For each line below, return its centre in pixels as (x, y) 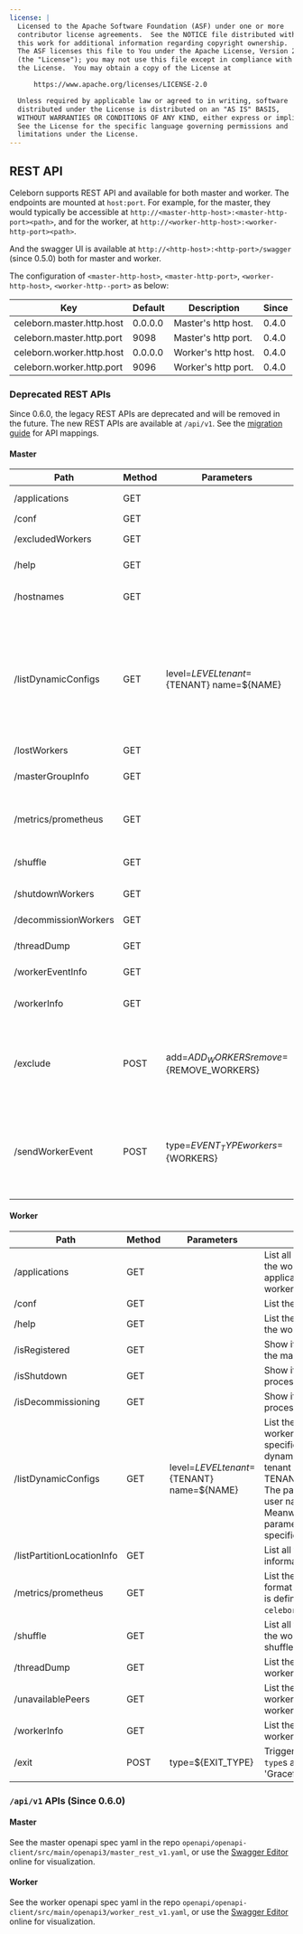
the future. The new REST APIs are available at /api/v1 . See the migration (146, 424)
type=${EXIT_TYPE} (212, 1762)
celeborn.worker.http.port (69, 367)
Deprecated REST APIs (60, 394)
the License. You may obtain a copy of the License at (124, 69)
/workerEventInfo (50, 972)
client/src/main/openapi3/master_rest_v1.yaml (98, 1853)
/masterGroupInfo (51, 777)
